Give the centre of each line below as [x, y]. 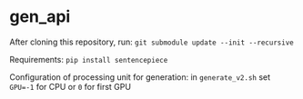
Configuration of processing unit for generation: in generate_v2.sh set [140, 77]
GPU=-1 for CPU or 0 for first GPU [71, 86]
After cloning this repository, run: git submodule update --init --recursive [151, 42]
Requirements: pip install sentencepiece [89, 59]
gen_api [40, 17]
